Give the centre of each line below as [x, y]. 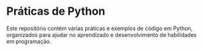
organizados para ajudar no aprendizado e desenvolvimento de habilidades [101, 34]
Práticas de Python [56, 11]
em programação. [29, 41]
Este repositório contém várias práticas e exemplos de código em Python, [100, 28]
